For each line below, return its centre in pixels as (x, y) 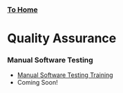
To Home (22, 10)
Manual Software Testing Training (65, 75)
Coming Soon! (37, 83)
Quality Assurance (62, 39)
